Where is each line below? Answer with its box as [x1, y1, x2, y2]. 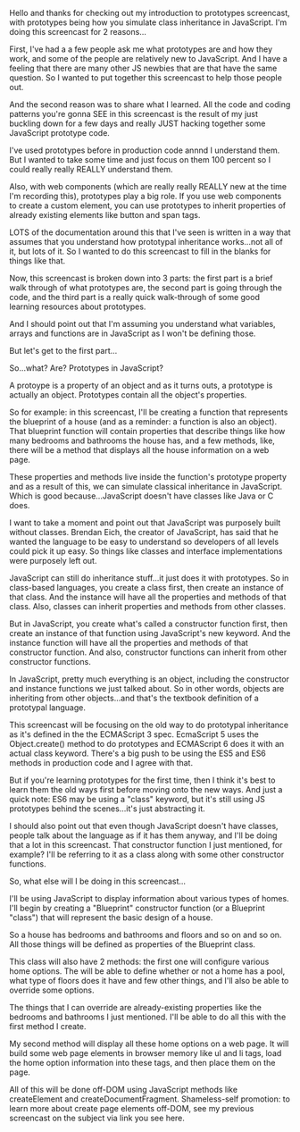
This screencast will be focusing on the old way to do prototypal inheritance [9, 719, 288, 730]
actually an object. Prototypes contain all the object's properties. [9, 390, 247, 400]
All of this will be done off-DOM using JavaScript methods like [9, 1085, 238, 1094]
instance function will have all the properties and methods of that [9, 638, 248, 648]
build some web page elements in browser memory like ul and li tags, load [9, 1048, 282, 1058]
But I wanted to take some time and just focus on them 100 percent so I [9, 155, 271, 164]
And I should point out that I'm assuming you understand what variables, [9, 319, 276, 329]
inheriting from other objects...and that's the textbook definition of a [9, 692, 259, 703]
